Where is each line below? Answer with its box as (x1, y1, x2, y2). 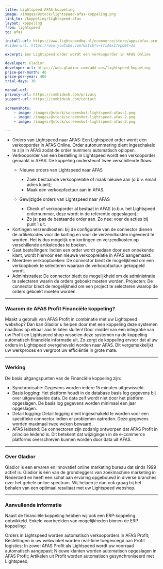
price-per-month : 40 (5, 70, 47, 75)
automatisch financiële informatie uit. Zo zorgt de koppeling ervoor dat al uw (5, 337, 158, 343)
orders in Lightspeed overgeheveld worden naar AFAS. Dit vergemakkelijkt (5, 342, 154, 348)
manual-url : (5, 88, 29, 93)
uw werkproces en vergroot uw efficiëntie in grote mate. (5, 347, 117, 353)
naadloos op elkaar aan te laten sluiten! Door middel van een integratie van (5, 327, 154, 333)
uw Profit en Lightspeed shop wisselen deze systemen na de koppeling (5, 332, 147, 338)
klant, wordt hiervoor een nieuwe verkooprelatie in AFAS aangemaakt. (12, 252, 152, 258)
